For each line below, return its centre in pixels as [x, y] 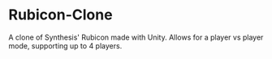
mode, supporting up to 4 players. [65, 45]
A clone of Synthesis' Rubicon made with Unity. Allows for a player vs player [136, 37]
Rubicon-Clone [60, 15]
